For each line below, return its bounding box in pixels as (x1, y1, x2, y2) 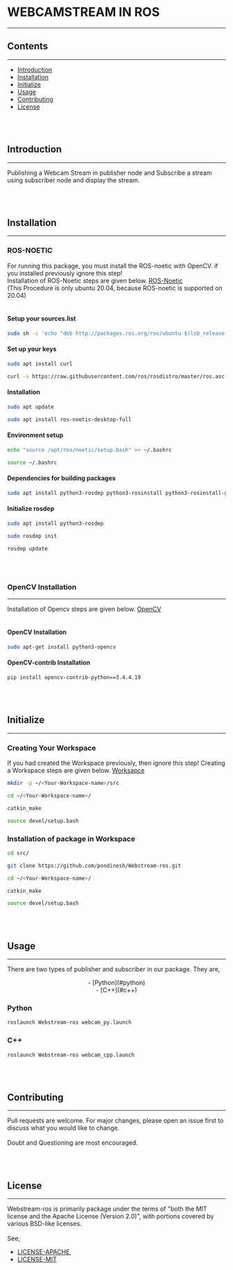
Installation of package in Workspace (7, 834, 135, 843)
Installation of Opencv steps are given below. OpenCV (7, 605, 162, 613)
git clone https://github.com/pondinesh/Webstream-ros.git (7, 862, 182, 869)
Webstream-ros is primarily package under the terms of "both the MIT (7, 1205, 207, 1213)
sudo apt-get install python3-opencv (7, 644, 116, 651)
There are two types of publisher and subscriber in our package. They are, (7, 965, 221, 974)
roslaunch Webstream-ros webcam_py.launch (7, 1019, 132, 1026)
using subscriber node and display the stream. (7, 175, 140, 184)
